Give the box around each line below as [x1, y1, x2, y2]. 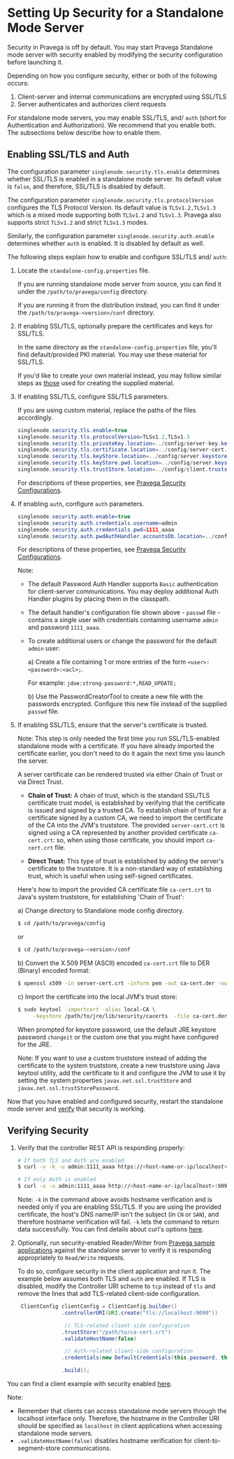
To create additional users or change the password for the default [27, 637, 217, 645]
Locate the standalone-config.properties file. [17, 266, 150, 275]
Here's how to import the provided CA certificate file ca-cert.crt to [17, 885, 212, 894]
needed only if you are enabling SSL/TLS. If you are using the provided [17, 1203, 221, 1211]
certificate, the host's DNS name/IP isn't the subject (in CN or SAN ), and [17, 1210, 219, 1219]
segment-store [17, 1444, 61, 1453]
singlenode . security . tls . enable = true [17, 427, 128, 434]
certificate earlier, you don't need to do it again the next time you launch [17, 749, 226, 758]
